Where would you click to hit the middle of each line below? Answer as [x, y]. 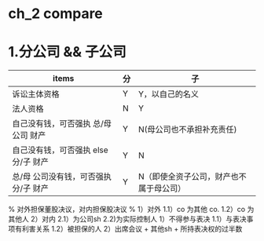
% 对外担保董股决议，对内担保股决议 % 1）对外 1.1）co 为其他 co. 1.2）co [127, 210]
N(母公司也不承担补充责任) [187, 130]
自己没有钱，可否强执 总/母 [62, 124]
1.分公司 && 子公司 [68, 52]
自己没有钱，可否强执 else [60, 150]
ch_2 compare [56, 14]
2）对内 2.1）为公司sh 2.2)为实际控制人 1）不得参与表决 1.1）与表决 [139, 219]
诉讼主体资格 [36, 94]
